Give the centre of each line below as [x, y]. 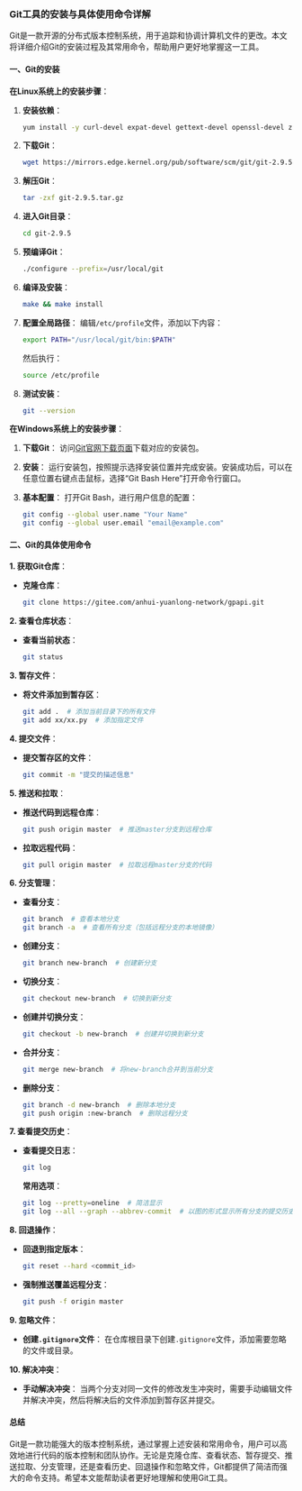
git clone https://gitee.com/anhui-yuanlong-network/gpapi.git [143, 603]
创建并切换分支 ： [54, 1017]
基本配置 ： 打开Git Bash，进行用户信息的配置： [110, 498]
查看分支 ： [42, 902]
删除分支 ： [42, 1087]
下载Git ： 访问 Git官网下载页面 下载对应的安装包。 [113, 448]
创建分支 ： [42, 946]
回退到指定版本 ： [54, 1249]
